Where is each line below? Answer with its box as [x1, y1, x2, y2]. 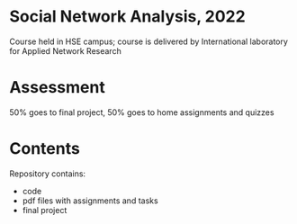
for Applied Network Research [9, 45, 121, 56]
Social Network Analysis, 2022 [9, 6, 246, 27]
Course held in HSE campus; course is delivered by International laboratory [9, 36, 288, 47]
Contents [9, 139, 81, 159]
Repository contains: [9, 168, 86, 179]
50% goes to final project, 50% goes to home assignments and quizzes [9, 106, 274, 118]
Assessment [9, 77, 105, 98]
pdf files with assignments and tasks [22, 195, 159, 206]
